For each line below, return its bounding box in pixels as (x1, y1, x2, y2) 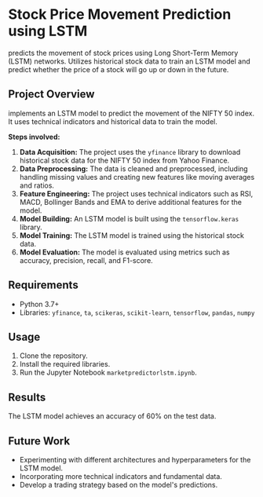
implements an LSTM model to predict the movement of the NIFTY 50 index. (8, 108, 255, 118)
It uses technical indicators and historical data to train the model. (8, 116, 217, 126)
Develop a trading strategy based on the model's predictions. (19, 481, 218, 489)
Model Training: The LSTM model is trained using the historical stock (19, 230, 245, 240)
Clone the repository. (19, 351, 88, 360)
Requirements (8, 279, 79, 292)
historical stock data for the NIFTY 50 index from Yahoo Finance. (19, 155, 230, 165)
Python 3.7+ (19, 299, 60, 309)
